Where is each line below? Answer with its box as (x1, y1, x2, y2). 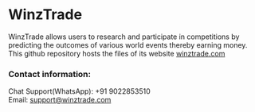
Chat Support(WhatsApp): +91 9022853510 (8, 87, 151, 96)
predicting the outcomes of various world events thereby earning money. (8, 40, 248, 49)
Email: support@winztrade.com (8, 95, 112, 105)
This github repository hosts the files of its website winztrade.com (8, 48, 226, 58)
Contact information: (8, 68, 92, 79)
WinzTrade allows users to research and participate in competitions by (8, 32, 240, 41)
